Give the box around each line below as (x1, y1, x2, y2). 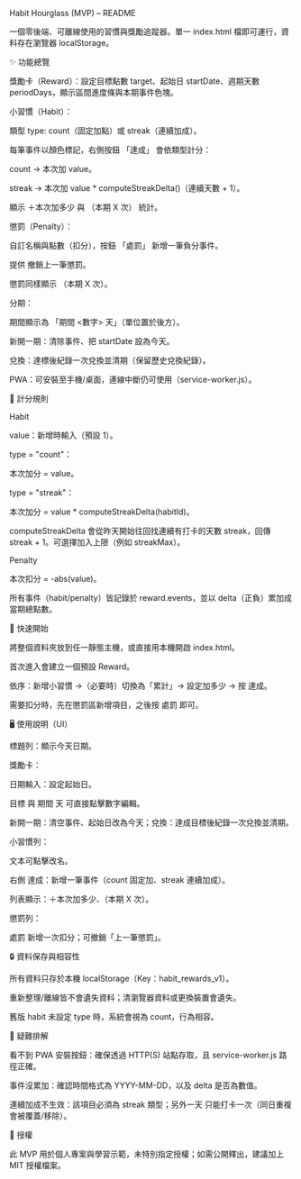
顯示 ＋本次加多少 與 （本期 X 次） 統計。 (9, 202, 163, 213)
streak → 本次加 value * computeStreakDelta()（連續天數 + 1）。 (9, 183, 245, 193)
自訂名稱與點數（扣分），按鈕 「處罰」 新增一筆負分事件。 (9, 240, 223, 250)
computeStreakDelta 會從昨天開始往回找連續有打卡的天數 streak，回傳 (9, 526, 271, 536)
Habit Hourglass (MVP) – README (9, 8, 136, 18)
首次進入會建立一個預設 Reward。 (9, 661, 135, 672)
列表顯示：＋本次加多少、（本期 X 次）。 (9, 893, 154, 904)
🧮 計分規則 (9, 394, 50, 404)
